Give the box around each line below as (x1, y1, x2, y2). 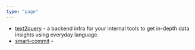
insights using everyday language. (14, 31, 99, 38)
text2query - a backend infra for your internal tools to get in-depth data (14, 25, 190, 32)
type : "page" (6, 8, 39, 15)
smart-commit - (14, 37, 54, 44)
